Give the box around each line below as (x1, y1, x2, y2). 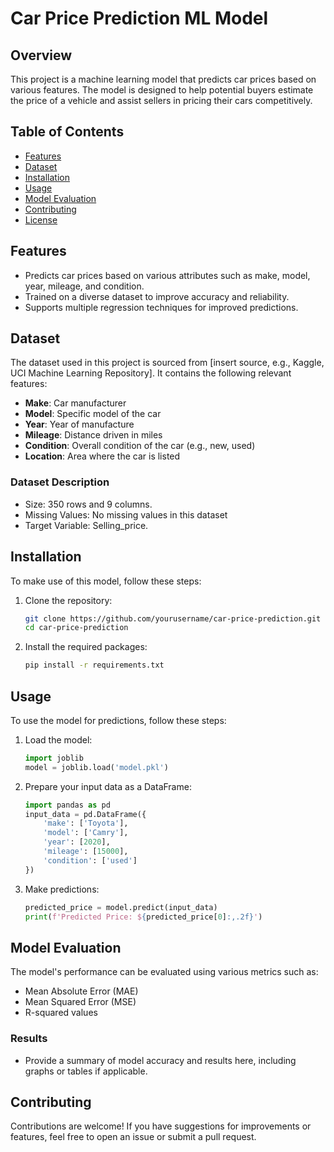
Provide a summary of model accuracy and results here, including (24, 1054, 297, 1066)
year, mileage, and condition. (24, 280, 145, 292)
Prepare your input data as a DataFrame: (24, 780, 192, 792)
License (24, 213, 58, 226)
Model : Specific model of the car (24, 408, 162, 420)
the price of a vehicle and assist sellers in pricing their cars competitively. (10, 95, 313, 106)
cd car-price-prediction (24, 623, 129, 633)
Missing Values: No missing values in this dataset (24, 508, 228, 521)
